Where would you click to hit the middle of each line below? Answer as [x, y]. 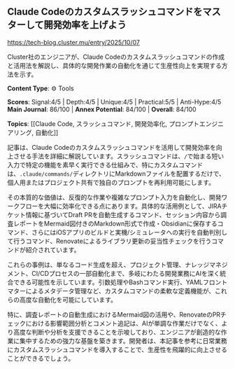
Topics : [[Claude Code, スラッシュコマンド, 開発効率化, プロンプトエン [109, 123]
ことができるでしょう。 [41, 358]
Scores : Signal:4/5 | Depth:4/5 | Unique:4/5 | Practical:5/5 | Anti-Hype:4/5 [114, 102]
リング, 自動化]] [36, 132]
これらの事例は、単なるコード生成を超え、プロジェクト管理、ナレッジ [108, 265]
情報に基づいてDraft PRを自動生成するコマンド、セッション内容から [123, 214]
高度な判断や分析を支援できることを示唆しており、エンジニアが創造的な [117, 332]
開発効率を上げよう [85, 25]
